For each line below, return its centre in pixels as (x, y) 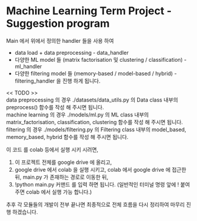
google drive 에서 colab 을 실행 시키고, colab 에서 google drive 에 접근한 (101, 169)
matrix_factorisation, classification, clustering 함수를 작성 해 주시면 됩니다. (95, 122)
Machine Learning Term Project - (89, 11)
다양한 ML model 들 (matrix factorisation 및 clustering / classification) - (101, 59)
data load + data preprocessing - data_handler (72, 52)
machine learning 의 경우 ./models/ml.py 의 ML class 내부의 (78, 115)
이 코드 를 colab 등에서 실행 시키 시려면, (53, 149)
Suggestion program (58, 23)
